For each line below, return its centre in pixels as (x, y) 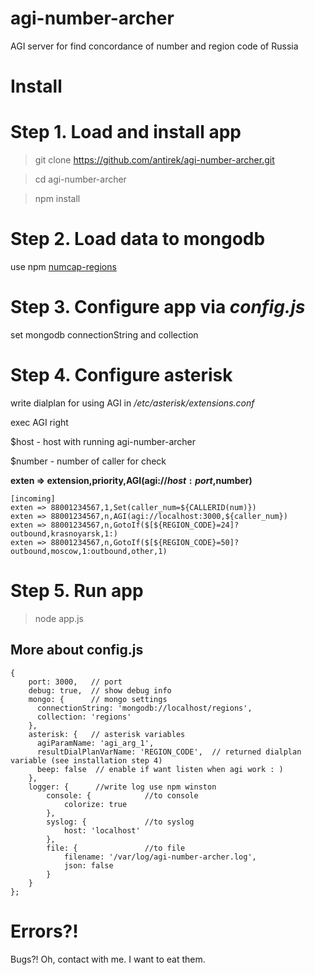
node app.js (59, 618)
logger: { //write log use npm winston (122, 787)
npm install (57, 199)
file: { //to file (116, 848)
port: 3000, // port (75, 682)
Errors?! (44, 931)
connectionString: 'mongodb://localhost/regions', (144, 708)
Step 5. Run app (77, 591)
